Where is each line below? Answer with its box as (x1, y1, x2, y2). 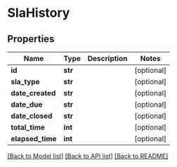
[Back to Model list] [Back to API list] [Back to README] (7, 152, 169, 160)
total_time (11, 123, 46, 132)
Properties (7, 33, 55, 45)
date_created (11, 88, 56, 98)
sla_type (11, 77, 40, 86)
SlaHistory (7, 5, 70, 21)
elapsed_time (11, 134, 58, 143)
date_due (11, 100, 43, 109)
